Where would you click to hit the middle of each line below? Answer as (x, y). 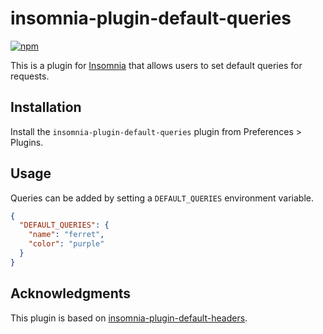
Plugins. (27, 142)
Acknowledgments (71, 293)
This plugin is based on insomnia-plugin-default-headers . (129, 318)
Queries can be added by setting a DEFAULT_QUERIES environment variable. (162, 198)
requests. (30, 76)
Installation (46, 107)
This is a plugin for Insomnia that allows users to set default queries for (156, 65)
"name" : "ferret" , (66, 235)
